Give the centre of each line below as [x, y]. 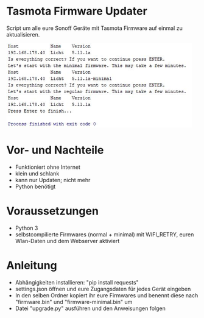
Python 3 [26, 228]
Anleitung [32, 266]
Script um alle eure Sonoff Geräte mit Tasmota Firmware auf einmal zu [94, 28]
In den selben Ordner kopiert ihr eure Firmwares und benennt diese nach [107, 295]
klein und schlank [37, 173]
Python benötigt [35, 186]
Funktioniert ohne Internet [48, 167]
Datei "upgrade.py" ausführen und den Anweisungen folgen [90, 308]
